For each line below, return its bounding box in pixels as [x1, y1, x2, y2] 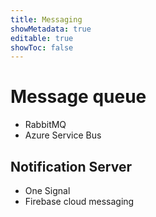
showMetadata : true [10, 24, 92, 34]
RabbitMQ [24, 119, 67, 131]
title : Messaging [10, 14, 83, 25]
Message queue [10, 86, 147, 108]
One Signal [24, 185, 71, 196]
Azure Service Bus [24, 129, 102, 141]
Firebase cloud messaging [24, 196, 135, 207]
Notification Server [10, 158, 132, 175]
